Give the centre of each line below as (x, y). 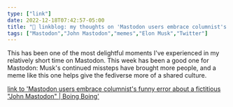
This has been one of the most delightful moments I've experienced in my (113, 53)
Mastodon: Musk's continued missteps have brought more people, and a (112, 68)
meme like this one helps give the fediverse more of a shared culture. (107, 76)
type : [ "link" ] (29, 14)
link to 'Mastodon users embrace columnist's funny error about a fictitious (114, 89)
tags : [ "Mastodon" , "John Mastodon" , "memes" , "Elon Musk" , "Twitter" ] (108, 33)
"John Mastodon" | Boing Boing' (53, 97)
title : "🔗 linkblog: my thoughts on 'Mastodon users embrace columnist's (117, 27)
